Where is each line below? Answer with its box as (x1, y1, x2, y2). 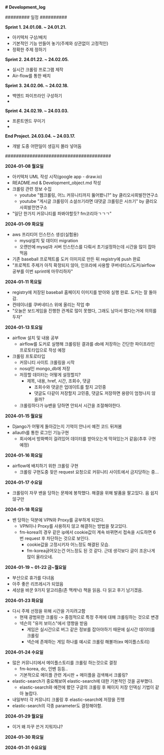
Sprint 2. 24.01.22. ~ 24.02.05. (5, 57, 70, 62)
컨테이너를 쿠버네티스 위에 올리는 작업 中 (12, 302, 90, 307)
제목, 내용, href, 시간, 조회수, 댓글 (26, 378, 91, 383)
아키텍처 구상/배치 (12, 34, 47, 40)
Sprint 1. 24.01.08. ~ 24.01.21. (5, 24, 67, 30)
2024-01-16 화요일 (5, 452, 43, 458)
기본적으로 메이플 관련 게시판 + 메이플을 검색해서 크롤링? (19, 672, 128, 678)
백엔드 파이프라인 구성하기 (12, 93, 63, 98)
